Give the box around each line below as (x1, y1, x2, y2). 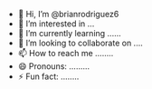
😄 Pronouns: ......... (17, 61, 90, 72)
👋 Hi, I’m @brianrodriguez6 (17, 9, 119, 19)
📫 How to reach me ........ (17, 48, 114, 58)
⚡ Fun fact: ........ (17, 71, 80, 82)
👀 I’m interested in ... (17, 18, 95, 29)
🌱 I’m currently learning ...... (17, 28, 122, 38)
